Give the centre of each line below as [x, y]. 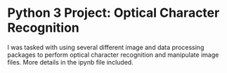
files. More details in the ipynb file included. [70, 62]
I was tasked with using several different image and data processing [106, 47]
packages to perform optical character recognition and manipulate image [113, 55]
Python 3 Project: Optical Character [113, 13]
